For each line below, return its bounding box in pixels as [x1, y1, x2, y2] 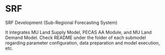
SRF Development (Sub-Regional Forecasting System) [5, 19, 118, 25]
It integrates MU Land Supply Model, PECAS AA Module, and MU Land [5, 29, 152, 35]
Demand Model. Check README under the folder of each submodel [5, 34, 146, 40]
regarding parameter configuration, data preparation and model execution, [5, 39, 160, 45]
